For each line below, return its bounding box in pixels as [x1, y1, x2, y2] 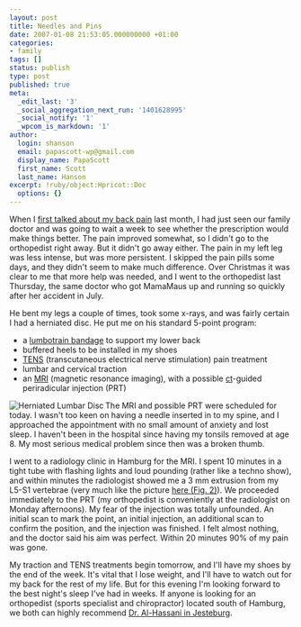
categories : [9, 38, 54, 48]
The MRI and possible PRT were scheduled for [104, 400, 278, 411]
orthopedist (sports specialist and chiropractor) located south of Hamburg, [9, 598, 286, 608]
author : [9, 131, 39, 140]
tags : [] [9, 55, 42, 64]
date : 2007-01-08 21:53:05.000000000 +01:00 [9, 30, 179, 39]
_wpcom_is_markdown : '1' [17, 123, 111, 132]
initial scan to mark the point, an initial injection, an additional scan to [9, 513, 264, 523]
